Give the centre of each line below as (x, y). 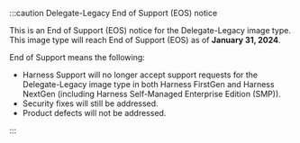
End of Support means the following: (77, 57)
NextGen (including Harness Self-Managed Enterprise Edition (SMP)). (151, 94)
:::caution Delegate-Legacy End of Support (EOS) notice (114, 13)
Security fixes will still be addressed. (91, 103)
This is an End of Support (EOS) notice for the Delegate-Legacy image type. (150, 30)
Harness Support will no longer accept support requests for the (140, 75)
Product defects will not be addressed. (94, 113)
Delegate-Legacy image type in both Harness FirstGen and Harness (148, 84)
